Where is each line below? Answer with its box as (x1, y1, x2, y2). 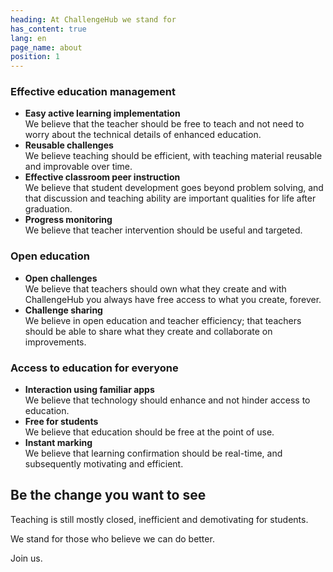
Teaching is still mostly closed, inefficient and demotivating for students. (10, 513, 309, 525)
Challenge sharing (24, 304, 103, 316)
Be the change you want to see (10, 487, 207, 504)
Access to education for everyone (10, 361, 179, 375)
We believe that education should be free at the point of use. (24, 426, 275, 438)
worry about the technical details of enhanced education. (24, 129, 262, 141)
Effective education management (10, 85, 176, 99)
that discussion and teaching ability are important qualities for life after (24, 192, 317, 205)
